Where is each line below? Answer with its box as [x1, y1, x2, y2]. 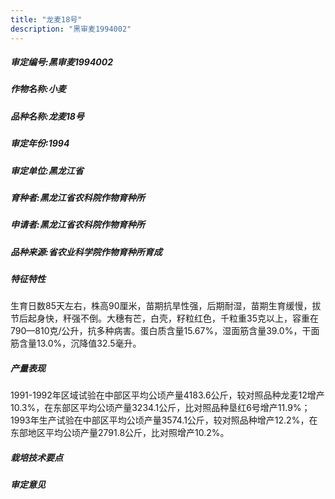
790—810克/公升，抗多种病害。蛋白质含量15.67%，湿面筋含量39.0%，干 [10, 325, 312, 337]
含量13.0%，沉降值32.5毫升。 [18, 337, 142, 350]
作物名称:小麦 [10, 83, 67, 95]
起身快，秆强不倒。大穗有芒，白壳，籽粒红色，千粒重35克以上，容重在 [27, 312, 319, 325]
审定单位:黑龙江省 [10, 164, 84, 176]
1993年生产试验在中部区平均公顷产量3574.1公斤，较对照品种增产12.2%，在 [10, 414, 318, 426]
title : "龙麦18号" [10, 14, 83, 25]
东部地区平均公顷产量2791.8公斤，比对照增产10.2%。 [10, 427, 230, 439]
